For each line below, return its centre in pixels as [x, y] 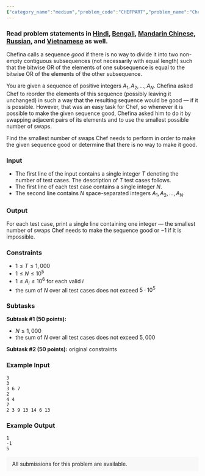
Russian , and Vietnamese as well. [57, 41]
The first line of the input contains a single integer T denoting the [97, 174]
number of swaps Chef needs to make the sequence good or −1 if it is [94, 231]
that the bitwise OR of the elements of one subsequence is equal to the [95, 67]
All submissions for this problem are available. [70, 464]
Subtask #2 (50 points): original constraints [62, 349]
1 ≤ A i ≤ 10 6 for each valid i [49, 281]
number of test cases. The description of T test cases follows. [93, 180]
